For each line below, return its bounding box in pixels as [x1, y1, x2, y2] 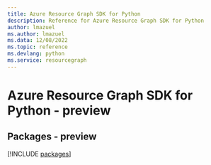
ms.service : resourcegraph [7, 57, 87, 64]
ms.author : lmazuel [7, 30, 65, 38]
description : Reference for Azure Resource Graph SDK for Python [7, 17, 204, 24]
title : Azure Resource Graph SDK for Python [7, 10, 141, 18]
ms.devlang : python [7, 50, 65, 58]
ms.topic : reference [7, 43, 69, 50]
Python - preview [7, 102, 111, 118]
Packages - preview [7, 131, 97, 143]
